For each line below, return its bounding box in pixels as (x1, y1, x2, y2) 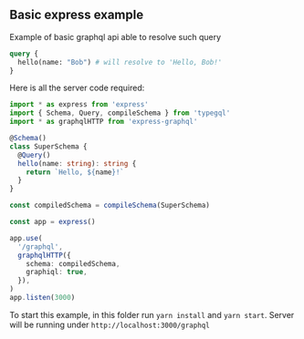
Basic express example (9, 7, 144, 23)
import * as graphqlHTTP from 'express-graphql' (9, 118, 198, 127)
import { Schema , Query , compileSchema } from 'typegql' (9, 108, 231, 118)
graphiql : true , (26, 268, 89, 277)
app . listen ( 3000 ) (9, 293, 76, 303)
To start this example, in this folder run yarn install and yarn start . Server (9, 309, 295, 320)
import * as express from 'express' (9, 100, 149, 109)
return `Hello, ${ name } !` (26, 168, 125, 177)
